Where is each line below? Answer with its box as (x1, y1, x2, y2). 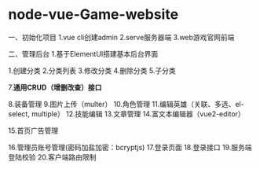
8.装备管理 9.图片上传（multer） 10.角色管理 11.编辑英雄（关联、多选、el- (8, 99, 245, 108)
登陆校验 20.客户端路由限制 (8, 152, 97, 162)
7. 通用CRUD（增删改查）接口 (8, 83, 102, 92)
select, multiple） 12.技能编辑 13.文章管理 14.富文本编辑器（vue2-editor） (8, 108, 245, 119)
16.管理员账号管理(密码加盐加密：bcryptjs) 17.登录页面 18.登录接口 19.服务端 (8, 142, 252, 152)
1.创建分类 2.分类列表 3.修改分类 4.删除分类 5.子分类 (8, 65, 176, 75)
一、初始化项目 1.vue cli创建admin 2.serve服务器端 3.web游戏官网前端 (8, 32, 235, 42)
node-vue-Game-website (8, 6, 179, 24)
